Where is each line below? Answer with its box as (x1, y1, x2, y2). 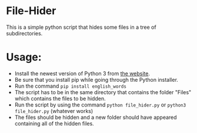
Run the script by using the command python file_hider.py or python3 (14, 101, 186, 108)
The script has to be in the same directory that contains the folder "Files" (14, 88, 192, 95)
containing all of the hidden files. (14, 119, 94, 127)
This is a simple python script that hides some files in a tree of (6, 24, 157, 31)
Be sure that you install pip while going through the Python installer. (14, 76, 178, 83)
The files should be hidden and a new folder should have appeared (14, 114, 178, 121)
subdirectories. (6, 29, 43, 36)
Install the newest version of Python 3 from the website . (14, 69, 151, 77)
